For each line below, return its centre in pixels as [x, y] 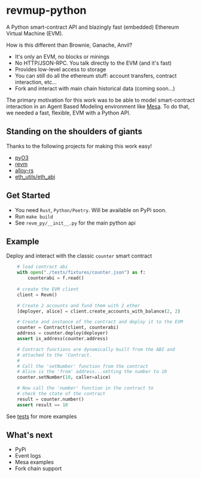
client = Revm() [37, 295]
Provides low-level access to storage [60, 69]
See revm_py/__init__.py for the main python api [75, 223]
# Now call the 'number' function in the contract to [85, 388]
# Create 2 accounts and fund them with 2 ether [79, 305]
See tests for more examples [42, 416]
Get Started [28, 196]
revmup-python [46, 10]
